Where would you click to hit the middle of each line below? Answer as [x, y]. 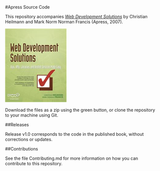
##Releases [17, 125]
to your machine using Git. [32, 115]
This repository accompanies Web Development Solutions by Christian [77, 16]
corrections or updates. [29, 139]
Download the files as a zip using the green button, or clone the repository [80, 110]
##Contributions [22, 149]
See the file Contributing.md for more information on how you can [72, 158]
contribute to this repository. [34, 163]
